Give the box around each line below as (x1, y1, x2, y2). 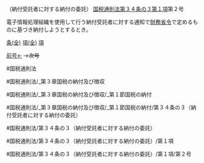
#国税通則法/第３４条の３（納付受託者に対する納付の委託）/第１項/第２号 (6, 150, 192, 158)
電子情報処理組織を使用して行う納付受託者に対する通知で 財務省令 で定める (6, 18, 193, 26)
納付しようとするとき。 (32, 26, 91, 33)
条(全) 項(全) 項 (6, 39, 44, 46)
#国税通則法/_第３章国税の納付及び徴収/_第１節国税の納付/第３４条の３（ (6, 104, 191, 111)
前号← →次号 (6, 52, 40, 59)
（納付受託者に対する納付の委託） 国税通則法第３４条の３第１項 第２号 (6, 5, 184, 12)
